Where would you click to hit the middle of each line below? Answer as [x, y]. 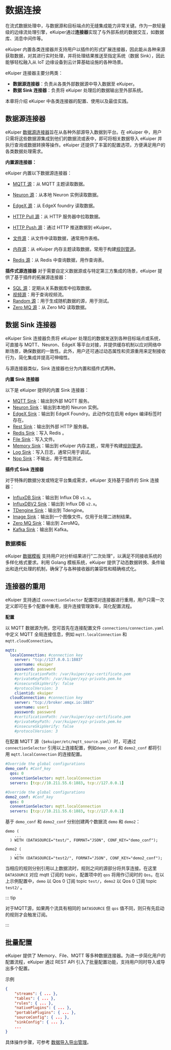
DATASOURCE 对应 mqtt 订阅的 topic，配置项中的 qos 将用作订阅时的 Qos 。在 [82, 875]
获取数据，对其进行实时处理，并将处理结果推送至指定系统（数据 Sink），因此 [85, 55]
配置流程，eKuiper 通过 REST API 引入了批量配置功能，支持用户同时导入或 [83, 962]
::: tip [11, 898]
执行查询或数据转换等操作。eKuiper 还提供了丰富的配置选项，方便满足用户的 [85, 145]
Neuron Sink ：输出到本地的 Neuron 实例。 [57, 407]
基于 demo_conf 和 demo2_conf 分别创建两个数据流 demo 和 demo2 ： [73, 822]
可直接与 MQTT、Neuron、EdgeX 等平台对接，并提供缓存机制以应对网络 [81, 344]
